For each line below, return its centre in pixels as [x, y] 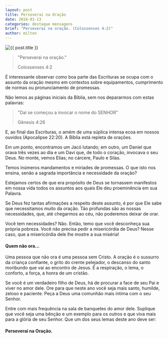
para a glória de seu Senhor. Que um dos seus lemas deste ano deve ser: [81, 319]
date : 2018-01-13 [23, 19]
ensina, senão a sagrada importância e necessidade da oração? [71, 173]
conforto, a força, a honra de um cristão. [47, 273]
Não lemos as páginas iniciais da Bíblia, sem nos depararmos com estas [80, 97]
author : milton [21, 33]
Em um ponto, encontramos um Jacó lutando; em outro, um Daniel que [78, 147]
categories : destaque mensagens [39, 24]
